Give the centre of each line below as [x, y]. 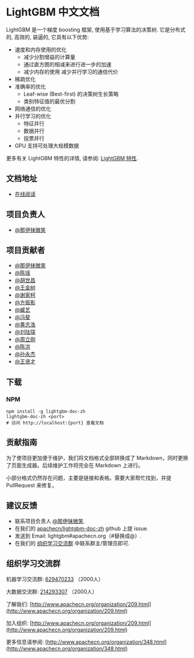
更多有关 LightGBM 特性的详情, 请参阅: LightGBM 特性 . [72, 158]
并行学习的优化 [33, 116]
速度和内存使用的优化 [40, 49]
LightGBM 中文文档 [53, 12]
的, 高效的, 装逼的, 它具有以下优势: [47, 37]
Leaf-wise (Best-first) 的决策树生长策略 [71, 94]
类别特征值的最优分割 [49, 101]
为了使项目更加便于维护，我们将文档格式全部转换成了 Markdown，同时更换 [97, 458]
